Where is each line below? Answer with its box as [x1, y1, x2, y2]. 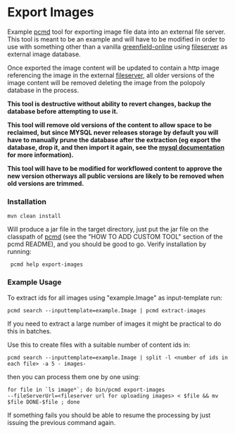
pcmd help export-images [10, 261, 83, 268]
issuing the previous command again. [7, 418, 116, 426]
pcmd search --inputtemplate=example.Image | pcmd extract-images [7, 307, 206, 314]
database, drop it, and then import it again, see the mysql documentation [7, 143, 225, 151]
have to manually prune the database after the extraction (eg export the [7, 135, 222, 144]
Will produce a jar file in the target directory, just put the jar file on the [7, 225, 209, 234]
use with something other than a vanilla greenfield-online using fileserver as [7, 42, 228, 51]
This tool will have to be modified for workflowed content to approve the [7, 164, 223, 172]
